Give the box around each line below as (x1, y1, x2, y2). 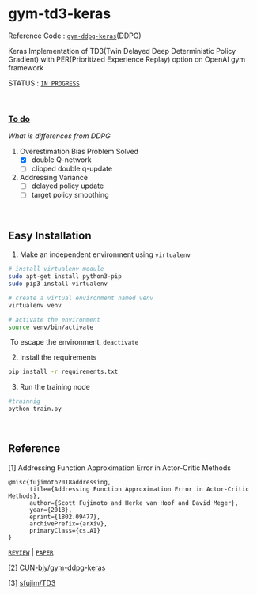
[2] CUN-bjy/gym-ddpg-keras (8, 563, 106, 572)
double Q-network (31, 155, 93, 164)
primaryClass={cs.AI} (28, 526, 101, 534)
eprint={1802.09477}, (28, 513, 101, 521)
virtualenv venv (8, 301, 62, 309)
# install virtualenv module (8, 265, 104, 273)
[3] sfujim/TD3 (8, 578, 56, 587)
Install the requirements (19, 352, 97, 362)
